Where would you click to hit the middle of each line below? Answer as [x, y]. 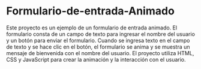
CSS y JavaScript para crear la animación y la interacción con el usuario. [96, 59]
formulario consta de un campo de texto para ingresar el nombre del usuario [100, 34]
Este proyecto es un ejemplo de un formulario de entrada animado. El [92, 28]
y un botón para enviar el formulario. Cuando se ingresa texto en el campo [98, 40]
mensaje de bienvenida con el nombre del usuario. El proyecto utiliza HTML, [100, 53]
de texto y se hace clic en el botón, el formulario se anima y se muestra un [98, 47]
